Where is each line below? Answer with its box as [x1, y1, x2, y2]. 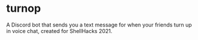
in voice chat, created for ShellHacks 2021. [6, 27, 113, 34]
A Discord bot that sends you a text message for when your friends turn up [6, 21, 193, 28]
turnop [6, 2, 41, 15]
